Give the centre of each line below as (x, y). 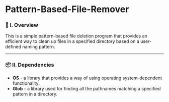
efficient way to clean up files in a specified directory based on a (72, 41)
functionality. (26, 83)
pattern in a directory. (35, 94)
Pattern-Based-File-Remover (67, 9)
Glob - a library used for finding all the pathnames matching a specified (87, 88)
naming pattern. (39, 47)
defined (13, 47)
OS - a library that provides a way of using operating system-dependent (87, 78)
